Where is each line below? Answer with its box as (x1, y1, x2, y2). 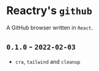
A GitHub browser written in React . (6, 24, 94, 31)
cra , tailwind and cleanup (15, 58, 81, 65)
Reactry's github (6, 4, 93, 18)
